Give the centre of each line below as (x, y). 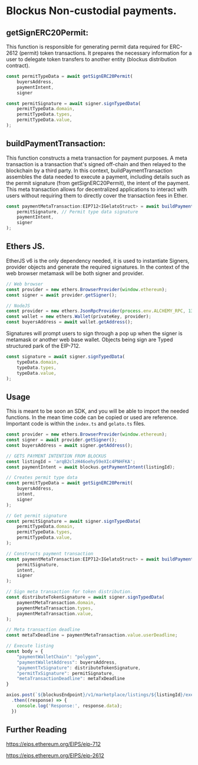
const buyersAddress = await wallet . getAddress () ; (70, 322)
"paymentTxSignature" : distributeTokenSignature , (79, 668)
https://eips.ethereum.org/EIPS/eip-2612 (55, 755)
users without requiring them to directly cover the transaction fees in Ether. (97, 195)
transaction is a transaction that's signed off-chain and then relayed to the (96, 164)
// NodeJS (18, 306)
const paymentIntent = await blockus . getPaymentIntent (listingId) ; (91, 467)
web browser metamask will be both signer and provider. (75, 273)
